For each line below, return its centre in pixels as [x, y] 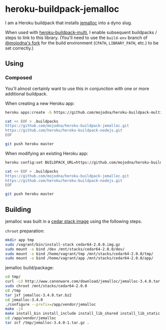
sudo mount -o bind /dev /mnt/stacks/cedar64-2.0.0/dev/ [65, 249]
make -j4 [14, 309]
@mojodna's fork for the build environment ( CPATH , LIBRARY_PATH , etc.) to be [82, 42]
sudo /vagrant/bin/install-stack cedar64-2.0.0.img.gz [63, 245]
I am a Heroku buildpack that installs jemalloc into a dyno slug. [69, 23]
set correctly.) [19, 48]
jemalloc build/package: [29, 268]
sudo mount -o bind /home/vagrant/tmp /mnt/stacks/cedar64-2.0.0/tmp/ [79, 254]
